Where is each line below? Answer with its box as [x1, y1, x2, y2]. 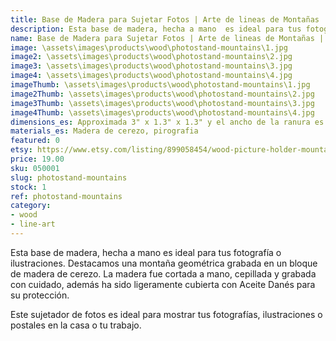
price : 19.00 [10, 154, 65, 164]
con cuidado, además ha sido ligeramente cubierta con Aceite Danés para [10, 278, 316, 290]
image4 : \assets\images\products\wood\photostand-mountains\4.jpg [10, 71, 293, 81]
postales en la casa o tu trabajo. [10, 319, 142, 331]
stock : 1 [10, 182, 47, 192]
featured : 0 [10, 136, 60, 146]
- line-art [10, 219, 56, 230]
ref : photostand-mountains [10, 191, 123, 201]
